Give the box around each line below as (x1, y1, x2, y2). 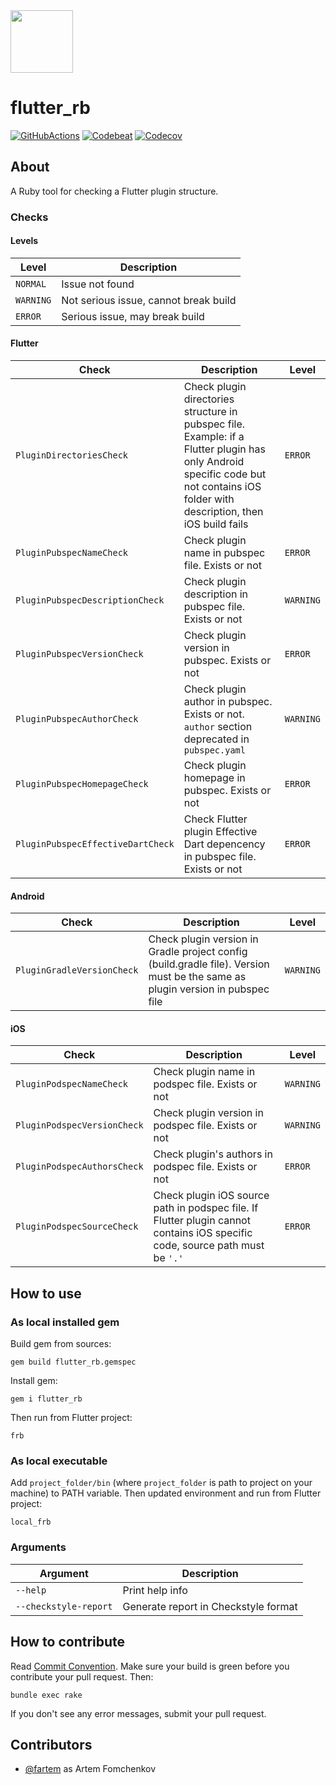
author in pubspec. (183, 695, 273, 709)
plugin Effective (183, 825, 258, 839)
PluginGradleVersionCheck (15, 965, 139, 976)
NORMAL (15, 278, 47, 289)
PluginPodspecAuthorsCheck (15, 1161, 144, 1173)
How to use (10, 1285, 82, 1302)
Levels (10, 235, 39, 247)
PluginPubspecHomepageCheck (15, 779, 149, 790)
